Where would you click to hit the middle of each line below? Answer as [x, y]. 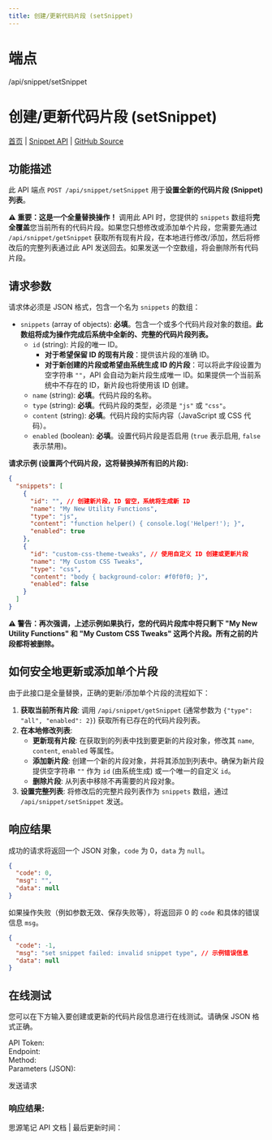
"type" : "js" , [54, 516]
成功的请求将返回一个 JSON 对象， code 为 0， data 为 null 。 [109, 850]
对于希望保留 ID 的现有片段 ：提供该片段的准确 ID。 [129, 355]
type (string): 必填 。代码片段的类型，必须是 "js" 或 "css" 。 [131, 406]
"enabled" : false [59, 584]
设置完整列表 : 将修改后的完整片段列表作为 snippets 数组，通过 [124, 791]
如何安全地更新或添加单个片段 [83, 671]
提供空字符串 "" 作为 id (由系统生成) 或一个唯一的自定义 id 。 [134, 771]
